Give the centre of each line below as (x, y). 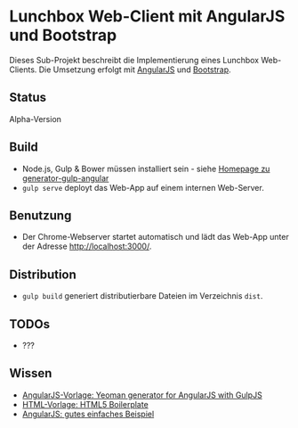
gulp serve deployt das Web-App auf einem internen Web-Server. (143, 187)
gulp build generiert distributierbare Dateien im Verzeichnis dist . (142, 296)
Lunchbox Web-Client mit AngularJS (147, 16)
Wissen (31, 373)
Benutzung (40, 215)
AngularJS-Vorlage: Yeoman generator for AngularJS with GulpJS (142, 395)
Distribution (43, 274)
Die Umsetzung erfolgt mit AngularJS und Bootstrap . (135, 70)
